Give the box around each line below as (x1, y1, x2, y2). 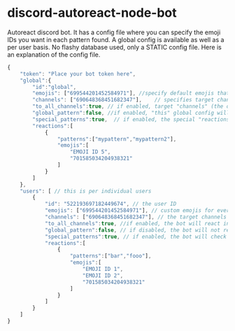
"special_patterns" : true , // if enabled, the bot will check (44, 233, 227, 240)
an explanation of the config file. (7, 50, 101, 59)
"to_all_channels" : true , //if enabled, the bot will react (44, 220, 220, 227)
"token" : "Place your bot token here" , (20, 70, 136, 78)
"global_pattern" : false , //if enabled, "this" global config (32, 110, 215, 117)
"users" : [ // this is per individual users (20, 188, 152, 195)
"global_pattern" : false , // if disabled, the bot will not (44, 226, 220, 234)
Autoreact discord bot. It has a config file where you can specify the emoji (7, 28, 221, 36)
